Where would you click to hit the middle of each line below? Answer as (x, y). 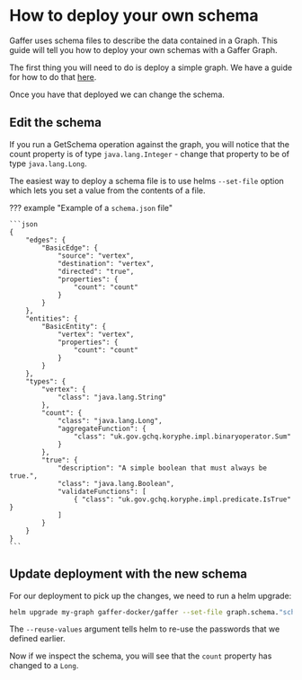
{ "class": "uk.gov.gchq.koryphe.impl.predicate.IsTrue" (182, 499)
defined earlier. (37, 639)
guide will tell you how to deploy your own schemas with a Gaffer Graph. (143, 49)
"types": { (46, 381)
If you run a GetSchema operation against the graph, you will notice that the (150, 144)
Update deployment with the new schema (129, 574)
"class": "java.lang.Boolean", (116, 483)
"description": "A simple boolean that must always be (162, 468)
